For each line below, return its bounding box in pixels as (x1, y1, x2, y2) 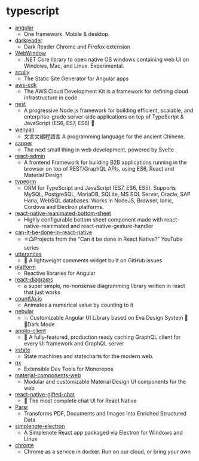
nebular (14, 307, 34, 315)
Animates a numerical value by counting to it (23, 301, 133, 308)
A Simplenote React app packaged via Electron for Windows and (23, 429, 183, 436)
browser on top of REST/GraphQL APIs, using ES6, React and (23, 165, 174, 172)
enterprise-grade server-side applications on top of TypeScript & (23, 113, 184, 120)
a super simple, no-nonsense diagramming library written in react (23, 282, 185, 289)
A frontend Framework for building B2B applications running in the (23, 159, 187, 166)
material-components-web (14, 371, 81, 378)
